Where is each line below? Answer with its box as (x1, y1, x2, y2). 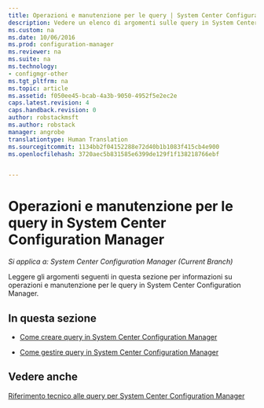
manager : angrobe (8, 128, 65, 136)
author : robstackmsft (8, 114, 79, 122)
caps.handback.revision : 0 (8, 107, 97, 115)
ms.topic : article (8, 84, 68, 93)
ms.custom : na (8, 26, 55, 34)
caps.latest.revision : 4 (8, 99, 90, 107)
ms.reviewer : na (8, 48, 61, 56)
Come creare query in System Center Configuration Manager (19, 333, 218, 341)
